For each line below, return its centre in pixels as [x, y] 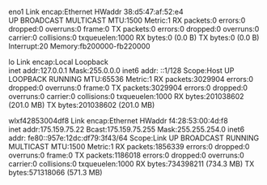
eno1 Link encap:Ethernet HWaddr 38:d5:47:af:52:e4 [96, 12]
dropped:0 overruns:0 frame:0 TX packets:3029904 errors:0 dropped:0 [128, 88]
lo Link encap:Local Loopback [59, 62]
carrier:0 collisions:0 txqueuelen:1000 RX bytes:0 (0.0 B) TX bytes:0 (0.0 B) [134, 37]
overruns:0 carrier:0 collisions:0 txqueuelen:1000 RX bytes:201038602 [126, 96]
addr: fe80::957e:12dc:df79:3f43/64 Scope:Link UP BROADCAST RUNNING [134, 138]
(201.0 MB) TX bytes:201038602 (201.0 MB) [82, 105]
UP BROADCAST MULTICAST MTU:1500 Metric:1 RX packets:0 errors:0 [127, 20]
